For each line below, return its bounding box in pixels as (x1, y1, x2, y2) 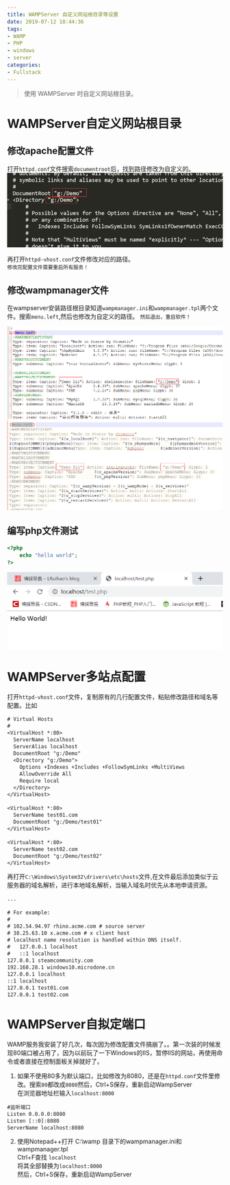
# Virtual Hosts (7, 716, 53, 723)
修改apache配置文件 (7, 145, 94, 157)
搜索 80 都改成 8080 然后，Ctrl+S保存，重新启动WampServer (29, 1080, 193, 1088)
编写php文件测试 (7, 525, 79, 537)
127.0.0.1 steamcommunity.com (7, 957, 94, 965)
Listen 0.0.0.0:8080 (7, 1111, 66, 1118)
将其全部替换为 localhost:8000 (16, 1162, 103, 1170)
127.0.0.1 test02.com (7, 991, 69, 999)
